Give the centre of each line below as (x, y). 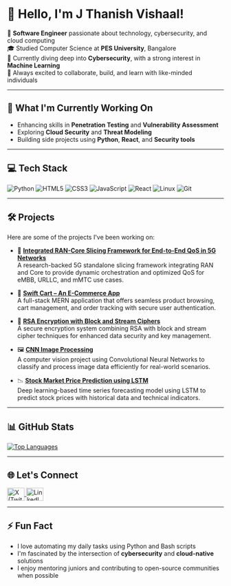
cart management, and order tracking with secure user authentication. (117, 308)
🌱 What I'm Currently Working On (80, 108)
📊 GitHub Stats (41, 427)
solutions (30, 561)
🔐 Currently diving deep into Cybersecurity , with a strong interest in (104, 58)
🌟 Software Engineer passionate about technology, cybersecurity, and (107, 33)
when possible (38, 575)
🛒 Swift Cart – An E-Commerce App (68, 293)
